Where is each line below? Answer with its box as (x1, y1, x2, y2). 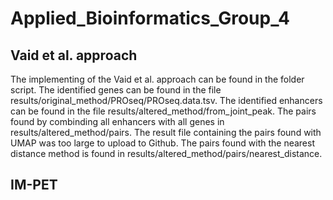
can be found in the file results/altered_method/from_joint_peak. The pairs (10, 105, 317, 117)
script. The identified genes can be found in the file (10, 84, 222, 96)
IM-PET (10, 177, 58, 194)
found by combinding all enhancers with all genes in (10, 116, 225, 127)
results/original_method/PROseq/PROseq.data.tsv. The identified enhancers (10, 95, 323, 106)
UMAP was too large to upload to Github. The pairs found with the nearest (10, 137, 316, 149)
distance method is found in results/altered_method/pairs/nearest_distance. (10, 148, 323, 159)
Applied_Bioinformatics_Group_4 (10, 7, 290, 30)
